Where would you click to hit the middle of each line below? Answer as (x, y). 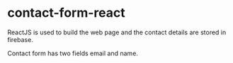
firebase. (20, 39)
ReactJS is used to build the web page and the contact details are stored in (117, 32)
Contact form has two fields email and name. (73, 53)
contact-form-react (66, 13)
